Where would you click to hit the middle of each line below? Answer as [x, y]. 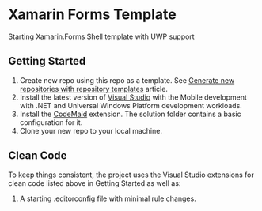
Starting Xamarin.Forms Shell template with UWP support [102, 36]
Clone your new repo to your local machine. [91, 130]
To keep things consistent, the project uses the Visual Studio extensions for [131, 175]
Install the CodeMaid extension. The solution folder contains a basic [130, 114]
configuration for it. [51, 122]
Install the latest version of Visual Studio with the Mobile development [133, 97]
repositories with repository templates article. [94, 89]
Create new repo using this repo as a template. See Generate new [127, 80]
